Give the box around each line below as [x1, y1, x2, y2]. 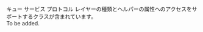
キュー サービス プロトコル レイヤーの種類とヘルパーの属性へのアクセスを [6, 5, 192, 13]
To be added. [6, 20, 40, 27]
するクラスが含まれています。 [22, 13, 96, 20]
